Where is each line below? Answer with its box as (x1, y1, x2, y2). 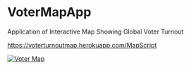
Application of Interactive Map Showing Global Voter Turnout (7, 27, 184, 36)
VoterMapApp (7, 4, 92, 20)
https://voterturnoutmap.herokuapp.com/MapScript (7, 41, 157, 49)
